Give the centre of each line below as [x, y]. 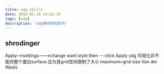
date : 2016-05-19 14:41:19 [33, 14]
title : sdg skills [24, 10]
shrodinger [23, 43]
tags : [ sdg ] [17, 19]
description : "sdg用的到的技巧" [36, 23]
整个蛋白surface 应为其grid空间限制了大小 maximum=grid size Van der [85, 62]
